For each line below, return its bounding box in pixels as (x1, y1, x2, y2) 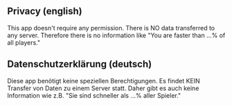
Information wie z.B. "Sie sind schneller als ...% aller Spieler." (7, 91, 181, 99)
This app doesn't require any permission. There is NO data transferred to (7, 23, 215, 32)
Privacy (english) (7, 6, 82, 17)
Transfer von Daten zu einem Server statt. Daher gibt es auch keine (7, 84, 199, 92)
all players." (7, 38, 41, 47)
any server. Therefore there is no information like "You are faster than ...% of (7, 31, 226, 39)
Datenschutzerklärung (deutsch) (7, 59, 152, 70)
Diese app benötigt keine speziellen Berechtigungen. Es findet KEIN (7, 76, 201, 85)
